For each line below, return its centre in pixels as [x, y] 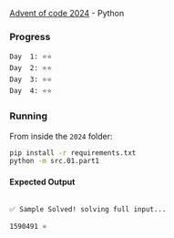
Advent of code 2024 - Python [67, 13]
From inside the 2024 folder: [61, 136]
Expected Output [42, 181]
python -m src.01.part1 [55, 161]
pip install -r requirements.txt [73, 153]
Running [29, 116]
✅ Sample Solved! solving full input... [88, 209]
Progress [30, 36]
